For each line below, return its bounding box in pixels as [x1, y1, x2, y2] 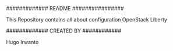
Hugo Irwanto [6, 39, 39, 45]
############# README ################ [6, 5, 124, 12]
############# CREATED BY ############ [6, 27, 121, 34]
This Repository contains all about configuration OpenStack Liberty [6, 16, 168, 23]
